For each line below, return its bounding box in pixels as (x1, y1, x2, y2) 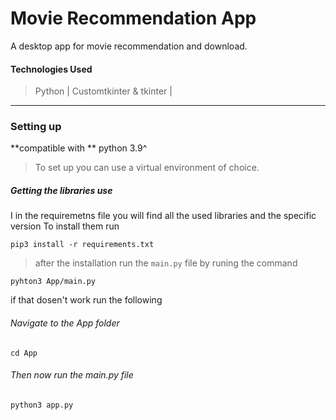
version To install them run (10, 220, 120, 232)
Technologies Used (10, 63, 93, 75)
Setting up (10, 120, 62, 134)
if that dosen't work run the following (10, 294, 163, 306)
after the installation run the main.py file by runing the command (34, 257, 298, 269)
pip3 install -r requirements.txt (10, 240, 155, 250)
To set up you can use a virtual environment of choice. (34, 162, 260, 174)
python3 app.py (10, 400, 74, 410)
